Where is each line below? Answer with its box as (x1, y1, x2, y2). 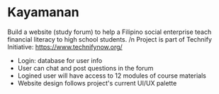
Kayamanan (7, 4, 79, 20)
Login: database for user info (17, 56, 103, 64)
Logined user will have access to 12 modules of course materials (17, 71, 207, 80)
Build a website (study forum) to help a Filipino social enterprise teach (7, 28, 212, 36)
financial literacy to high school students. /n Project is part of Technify (7, 35, 213, 43)
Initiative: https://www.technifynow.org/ (7, 42, 123, 51)
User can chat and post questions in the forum (17, 64, 154, 72)
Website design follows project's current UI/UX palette (17, 78, 177, 87)
